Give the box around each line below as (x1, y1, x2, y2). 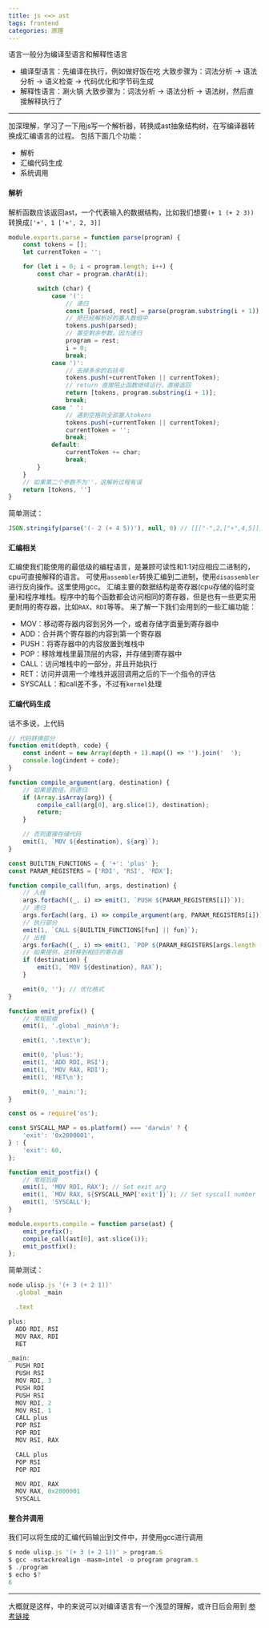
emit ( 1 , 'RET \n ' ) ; (22, 1073, 84, 1081)
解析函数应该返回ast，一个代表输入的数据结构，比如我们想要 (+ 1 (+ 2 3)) (8, 207, 255, 217)
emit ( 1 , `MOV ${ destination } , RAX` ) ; (37, 963, 163, 971)
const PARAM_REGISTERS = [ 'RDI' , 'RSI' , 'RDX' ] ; (8, 866, 174, 875)
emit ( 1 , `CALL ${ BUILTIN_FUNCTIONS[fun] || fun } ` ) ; (22, 926, 199, 934)
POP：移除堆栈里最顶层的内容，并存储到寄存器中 (19, 649, 183, 659)
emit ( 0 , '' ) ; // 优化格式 (22, 985, 104, 993)
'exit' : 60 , (22, 1146, 62, 1154)
